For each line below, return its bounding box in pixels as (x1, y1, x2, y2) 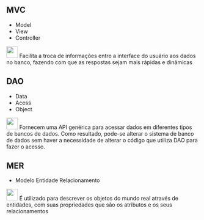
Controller (15, 34, 41, 42)
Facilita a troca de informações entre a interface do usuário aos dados (19, 52, 196, 59)
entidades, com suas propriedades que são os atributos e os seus (6, 201, 172, 208)
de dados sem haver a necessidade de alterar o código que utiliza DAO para (6, 136, 199, 144)
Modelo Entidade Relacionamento (15, 177, 100, 184)
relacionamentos (6, 208, 49, 215)
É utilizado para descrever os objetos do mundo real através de (19, 195, 179, 202)
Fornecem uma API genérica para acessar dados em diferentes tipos (19, 123, 192, 131)
